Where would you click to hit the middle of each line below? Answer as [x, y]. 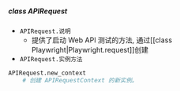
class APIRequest [38, 11]
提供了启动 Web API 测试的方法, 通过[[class [101, 40]
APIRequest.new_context [47, 73]
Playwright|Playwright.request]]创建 [90, 49]
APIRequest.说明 [45, 31]
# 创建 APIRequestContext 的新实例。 [80, 80]
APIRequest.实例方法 [51, 59]
